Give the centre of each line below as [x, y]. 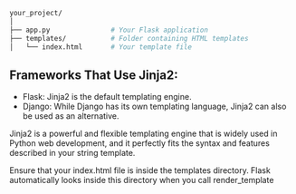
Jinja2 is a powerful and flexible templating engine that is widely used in [143, 134]
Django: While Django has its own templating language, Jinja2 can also [154, 107]
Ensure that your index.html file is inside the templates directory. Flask [140, 170]
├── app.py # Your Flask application [109, 30]
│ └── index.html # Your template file [101, 47]
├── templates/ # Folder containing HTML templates [129, 38]
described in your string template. [72, 153]
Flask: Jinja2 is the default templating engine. [107, 97]
